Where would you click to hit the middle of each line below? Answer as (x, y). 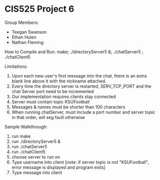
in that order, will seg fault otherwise (48, 117)
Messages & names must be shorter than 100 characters (68, 107)
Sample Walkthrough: (26, 127)
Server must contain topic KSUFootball (50, 101)
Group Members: (22, 22)
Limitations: (16, 66)
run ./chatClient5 (29, 152)
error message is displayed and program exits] (59, 167)
